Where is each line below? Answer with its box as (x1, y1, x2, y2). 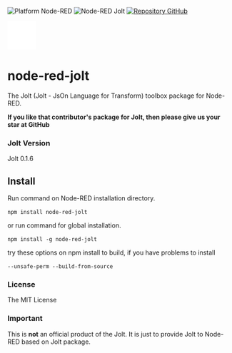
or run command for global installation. (7, 221, 121, 230)
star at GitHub (7, 120, 50, 128)
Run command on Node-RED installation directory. (7, 194, 156, 203)
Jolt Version (7, 138, 51, 148)
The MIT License (7, 296, 57, 305)
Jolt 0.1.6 (7, 154, 34, 163)
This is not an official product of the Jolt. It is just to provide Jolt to (7, 329, 203, 338)
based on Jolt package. (21, 337, 91, 346)
